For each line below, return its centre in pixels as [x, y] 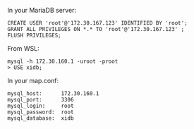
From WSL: [24, 48]
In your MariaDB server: [42, 10]
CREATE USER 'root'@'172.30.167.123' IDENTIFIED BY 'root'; [98, 23]
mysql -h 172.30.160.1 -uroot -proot [63, 61]
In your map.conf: [33, 81]
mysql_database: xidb [41, 118]
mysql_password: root [41, 112]
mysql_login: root [41, 106]
